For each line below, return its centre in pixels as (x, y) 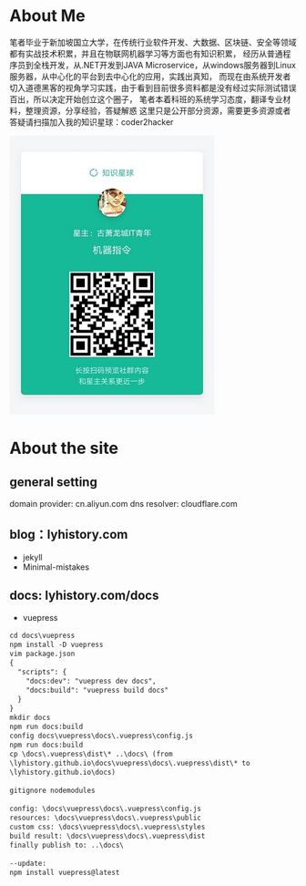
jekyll (32, 557)
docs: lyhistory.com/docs (84, 596)
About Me (47, 16)
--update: (28, 863)
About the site (64, 448)
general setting (53, 482)
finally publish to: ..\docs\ (67, 845)
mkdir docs (30, 717)
